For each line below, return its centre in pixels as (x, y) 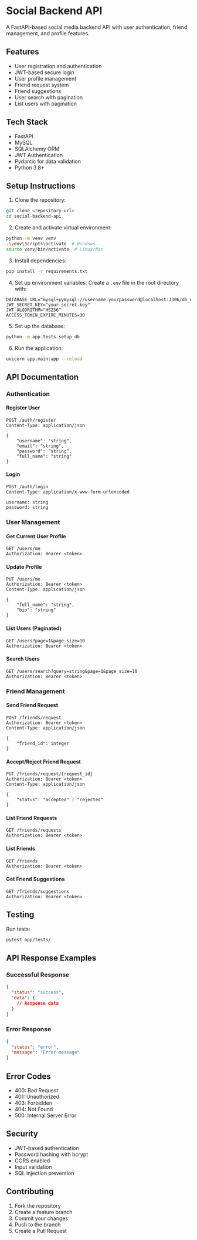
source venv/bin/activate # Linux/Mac (55, 249)
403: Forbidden (33, 1103)
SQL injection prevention (44, 1173)
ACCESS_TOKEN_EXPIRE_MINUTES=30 (45, 315)
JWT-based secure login (44, 72)
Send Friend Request (32, 705)
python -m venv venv (31, 239)
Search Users (23, 659)
